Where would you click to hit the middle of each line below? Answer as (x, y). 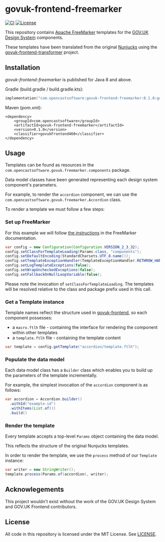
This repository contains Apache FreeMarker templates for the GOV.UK (77, 32)
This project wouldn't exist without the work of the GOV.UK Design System (81, 501)
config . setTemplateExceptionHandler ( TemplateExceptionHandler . (71, 261)
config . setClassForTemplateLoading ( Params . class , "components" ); (73, 252)
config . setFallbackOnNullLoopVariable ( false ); (54, 274)
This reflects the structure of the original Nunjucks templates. (67, 446)
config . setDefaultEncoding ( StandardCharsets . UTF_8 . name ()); (68, 256)
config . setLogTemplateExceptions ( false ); (48, 265)
